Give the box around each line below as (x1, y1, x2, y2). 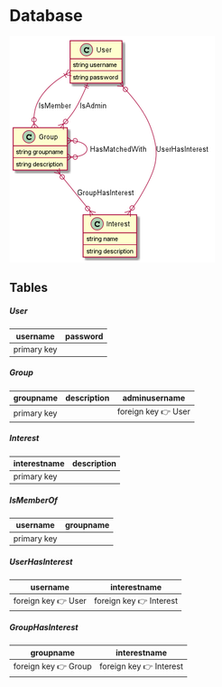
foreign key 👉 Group (13, 661, 92, 672)
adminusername (122, 392, 186, 403)
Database (9, 5, 83, 26)
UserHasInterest (9, 556, 73, 567)
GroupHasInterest (9, 622, 79, 633)
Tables (9, 280, 48, 296)
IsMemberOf (9, 494, 59, 505)
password (64, 331, 104, 342)
